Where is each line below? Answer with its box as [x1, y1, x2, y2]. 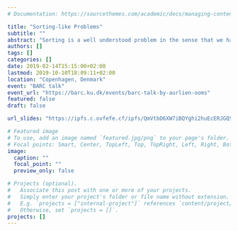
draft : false [7, 102, 46, 110]
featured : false [7, 96, 55, 103]
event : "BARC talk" [7, 82, 65, 89]
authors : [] [7, 43, 42, 50]
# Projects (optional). [7, 180, 78, 188]
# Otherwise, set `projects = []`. [7, 206, 119, 213]
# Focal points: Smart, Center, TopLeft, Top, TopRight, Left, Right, [7, 141, 220, 148]
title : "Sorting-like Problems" [7, 23, 103, 30]
